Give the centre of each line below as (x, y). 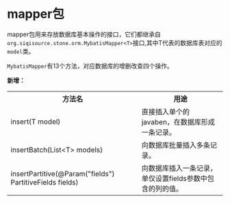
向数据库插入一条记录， (179, 168)
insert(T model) (36, 122)
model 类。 (21, 51)
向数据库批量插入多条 (176, 145)
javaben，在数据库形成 (178, 122)
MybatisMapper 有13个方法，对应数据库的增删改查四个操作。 (90, 66)
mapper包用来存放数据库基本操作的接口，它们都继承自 (84, 34)
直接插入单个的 (166, 111)
